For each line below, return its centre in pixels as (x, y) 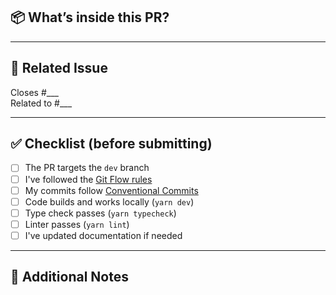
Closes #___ (34, 92)
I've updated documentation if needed (103, 235)
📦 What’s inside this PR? (90, 17)
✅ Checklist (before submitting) (111, 144)
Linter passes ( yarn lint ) (77, 224)
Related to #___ (41, 103)
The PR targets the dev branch (87, 168)
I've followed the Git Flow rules (88, 179)
